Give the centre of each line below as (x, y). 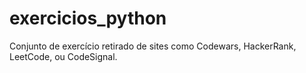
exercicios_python (88, 18)
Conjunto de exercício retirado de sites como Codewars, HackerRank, (153, 46)
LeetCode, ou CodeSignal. (63, 56)
